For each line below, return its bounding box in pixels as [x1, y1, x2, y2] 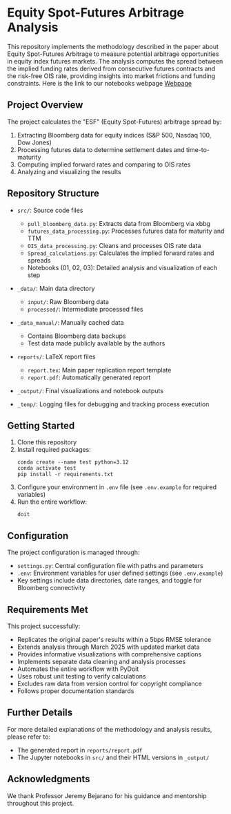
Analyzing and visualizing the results [17, 167, 122, 176]
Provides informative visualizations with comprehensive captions [17, 650, 202, 658]
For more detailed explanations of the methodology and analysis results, [7, 725, 212, 733]
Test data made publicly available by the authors [27, 339, 165, 347]
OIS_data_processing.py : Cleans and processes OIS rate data [27, 241, 201, 249]
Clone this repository [17, 438, 77, 446]
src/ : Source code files [17, 206, 83, 214]
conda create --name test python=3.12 [17, 459, 129, 466]
